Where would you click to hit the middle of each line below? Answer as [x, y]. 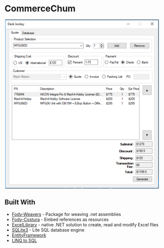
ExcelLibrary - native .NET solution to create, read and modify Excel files [85, 224]
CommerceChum [40, 9]
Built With [20, 202]
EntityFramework [29, 235]
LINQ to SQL [24, 240]
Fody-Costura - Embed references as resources [60, 219]
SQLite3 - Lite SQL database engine [48, 230]
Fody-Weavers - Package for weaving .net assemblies [66, 214]
